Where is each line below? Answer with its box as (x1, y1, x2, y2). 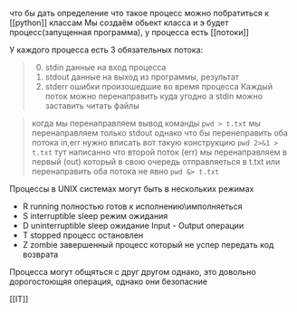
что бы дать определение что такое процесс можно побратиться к (9, 8, 270, 18)
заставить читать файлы (44, 100, 139, 111)
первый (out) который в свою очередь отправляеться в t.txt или (31, 156, 281, 166)
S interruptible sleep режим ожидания (22, 211, 168, 221)
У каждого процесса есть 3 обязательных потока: (9, 44, 204, 55)
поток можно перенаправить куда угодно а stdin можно (44, 90, 263, 101)
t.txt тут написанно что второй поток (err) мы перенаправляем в (31, 147, 288, 157)
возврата (22, 249, 59, 260)
